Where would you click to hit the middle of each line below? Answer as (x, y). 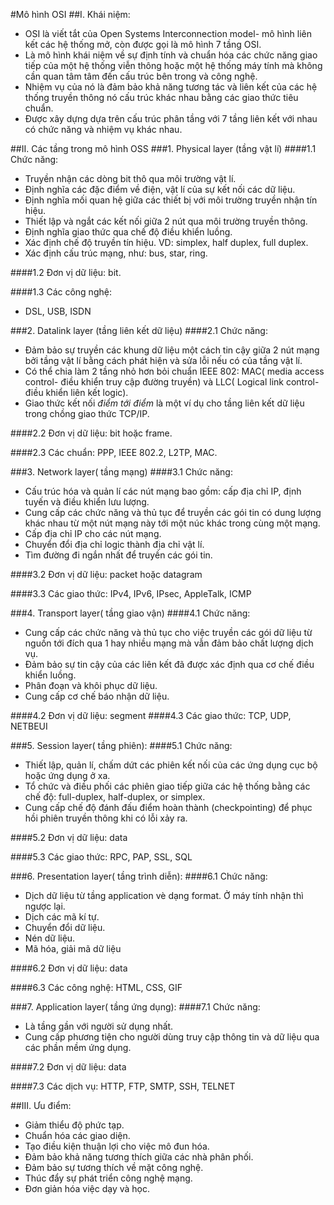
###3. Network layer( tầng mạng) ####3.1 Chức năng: (121, 472)
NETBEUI (29, 726)
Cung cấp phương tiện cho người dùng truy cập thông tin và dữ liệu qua (172, 1037)
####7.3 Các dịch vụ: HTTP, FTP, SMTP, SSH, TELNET (123, 1086)
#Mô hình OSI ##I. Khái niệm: (70, 14)
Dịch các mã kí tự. (62, 917)
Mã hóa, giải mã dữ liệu (73, 948)
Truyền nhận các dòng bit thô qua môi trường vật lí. (130, 178)
